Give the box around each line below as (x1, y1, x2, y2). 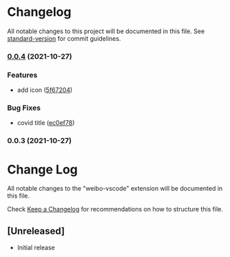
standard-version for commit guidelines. (7, 34, 121, 42)
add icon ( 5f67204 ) (17, 86, 73, 94)
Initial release (17, 243, 55, 252)
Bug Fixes (7, 103, 41, 113)
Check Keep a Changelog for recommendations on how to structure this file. (7, 205, 224, 213)
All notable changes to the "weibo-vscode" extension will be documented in (7, 184, 223, 193)
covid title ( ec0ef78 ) (17, 119, 75, 127)
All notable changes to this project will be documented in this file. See (7, 27, 205, 35)
